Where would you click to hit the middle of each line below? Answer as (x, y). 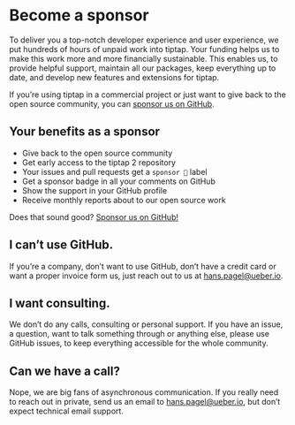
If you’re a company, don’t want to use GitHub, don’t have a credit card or (143, 266)
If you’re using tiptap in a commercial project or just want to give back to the (148, 95)
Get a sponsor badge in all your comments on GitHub (119, 181)
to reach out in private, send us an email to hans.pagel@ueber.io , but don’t (145, 402)
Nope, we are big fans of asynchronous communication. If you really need (144, 392)
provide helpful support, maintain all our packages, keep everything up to (143, 68)
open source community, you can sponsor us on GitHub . (112, 103)
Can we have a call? (65, 371)
